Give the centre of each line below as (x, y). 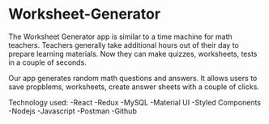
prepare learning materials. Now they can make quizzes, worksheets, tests (133, 53)
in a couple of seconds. (47, 62)
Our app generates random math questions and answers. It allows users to (133, 78)
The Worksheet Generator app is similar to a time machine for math (120, 36)
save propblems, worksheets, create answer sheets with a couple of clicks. (134, 87)
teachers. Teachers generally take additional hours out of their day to (124, 45)
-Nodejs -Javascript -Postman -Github (73, 111)
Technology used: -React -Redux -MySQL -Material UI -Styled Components (135, 102)
